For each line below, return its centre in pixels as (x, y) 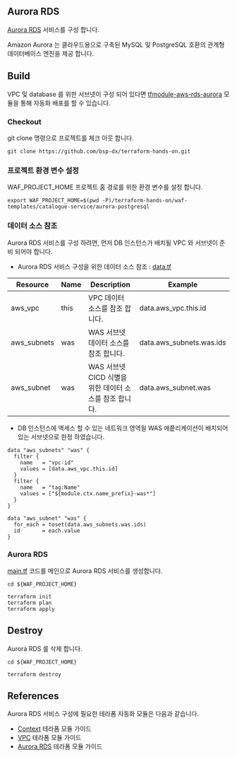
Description (110, 284)
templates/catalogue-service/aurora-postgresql (79, 207)
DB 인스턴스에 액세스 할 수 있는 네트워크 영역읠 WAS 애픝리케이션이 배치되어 (123, 428)
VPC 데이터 (106, 298)
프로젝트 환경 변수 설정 (43, 171)
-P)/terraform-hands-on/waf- (145, 201)
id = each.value (47, 531)
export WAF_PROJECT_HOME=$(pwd (53, 201)
